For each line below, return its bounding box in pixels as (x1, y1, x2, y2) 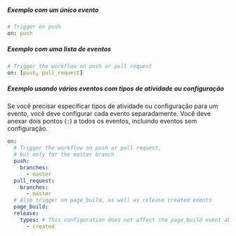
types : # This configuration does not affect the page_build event (20, 216, 221, 223)
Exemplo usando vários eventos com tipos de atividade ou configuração (7, 84, 225, 93)
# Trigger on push (7, 23, 61, 30)
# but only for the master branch (13, 151, 114, 158)
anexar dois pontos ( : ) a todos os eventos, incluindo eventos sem (7, 117, 197, 126)
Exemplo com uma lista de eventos (7, 45, 112, 53)
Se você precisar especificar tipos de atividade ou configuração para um (7, 102, 218, 110)
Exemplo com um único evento (7, 6, 99, 14)
